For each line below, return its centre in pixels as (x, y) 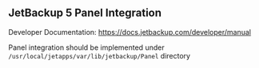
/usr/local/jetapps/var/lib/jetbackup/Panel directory (99, 55)
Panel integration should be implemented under (87, 47)
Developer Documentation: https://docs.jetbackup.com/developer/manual (130, 32)
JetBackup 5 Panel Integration (85, 13)
